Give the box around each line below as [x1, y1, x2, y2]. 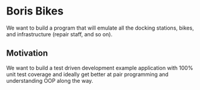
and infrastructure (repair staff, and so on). [6, 30, 113, 37]
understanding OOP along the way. [6, 77, 94, 84]
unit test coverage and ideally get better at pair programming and [6, 71, 169, 78]
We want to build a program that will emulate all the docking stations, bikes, [6, 24, 195, 31]
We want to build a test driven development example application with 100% [6, 64, 193, 71]
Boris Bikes [6, 4, 64, 18]
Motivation [6, 48, 48, 59]
